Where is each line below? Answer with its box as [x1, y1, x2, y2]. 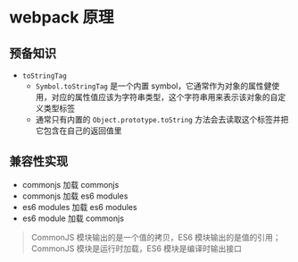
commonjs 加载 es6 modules [21, 190, 128, 201]
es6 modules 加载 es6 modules [21, 201, 137, 212]
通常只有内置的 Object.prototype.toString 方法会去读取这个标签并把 [35, 114, 289, 124]
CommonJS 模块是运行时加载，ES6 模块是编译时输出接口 [30, 242, 243, 254]
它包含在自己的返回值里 [35, 125, 122, 136]
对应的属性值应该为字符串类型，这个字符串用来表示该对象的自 [51, 92, 278, 102]
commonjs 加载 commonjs [21, 179, 120, 190]
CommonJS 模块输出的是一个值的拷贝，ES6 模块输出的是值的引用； [30, 232, 281, 242]
